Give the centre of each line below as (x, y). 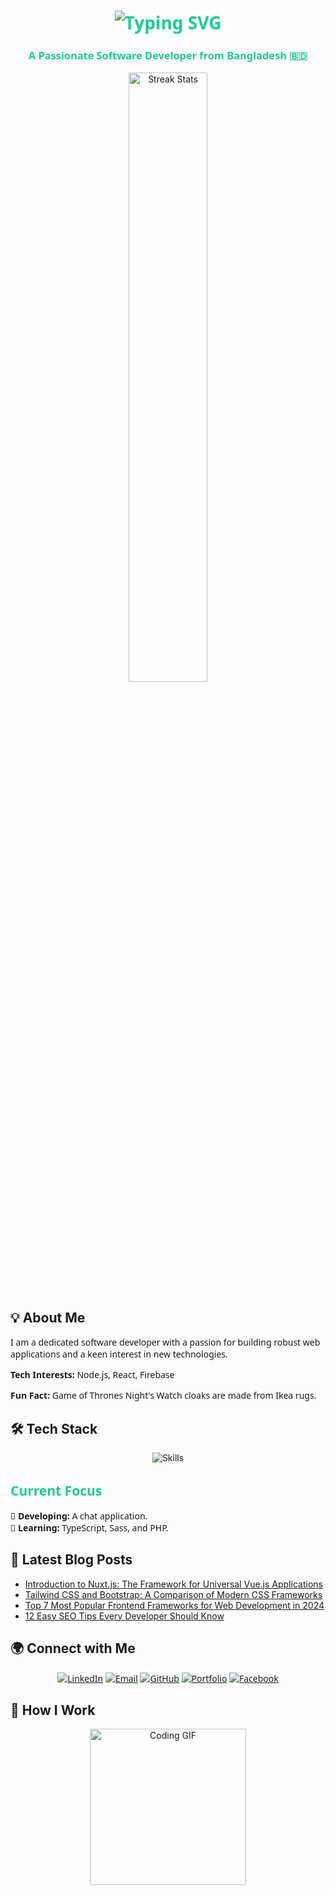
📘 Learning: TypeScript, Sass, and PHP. (89, 1527)
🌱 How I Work (53, 1710)
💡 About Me (48, 1317)
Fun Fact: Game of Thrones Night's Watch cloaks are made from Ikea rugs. (163, 1395)
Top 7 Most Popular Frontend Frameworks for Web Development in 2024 (174, 1605)
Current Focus (56, 1490)
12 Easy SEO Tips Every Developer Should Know (124, 1616)
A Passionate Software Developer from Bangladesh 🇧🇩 (168, 56)
